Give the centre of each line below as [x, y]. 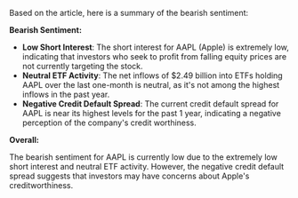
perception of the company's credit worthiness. [109, 123]
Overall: [24, 140]
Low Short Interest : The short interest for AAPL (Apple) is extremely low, [155, 47]
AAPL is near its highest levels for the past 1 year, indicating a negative [152, 113]
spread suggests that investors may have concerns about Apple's [129, 176]
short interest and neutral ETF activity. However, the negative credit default [147, 166]
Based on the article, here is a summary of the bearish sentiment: [129, 13]
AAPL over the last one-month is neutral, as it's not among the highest [151, 85]
